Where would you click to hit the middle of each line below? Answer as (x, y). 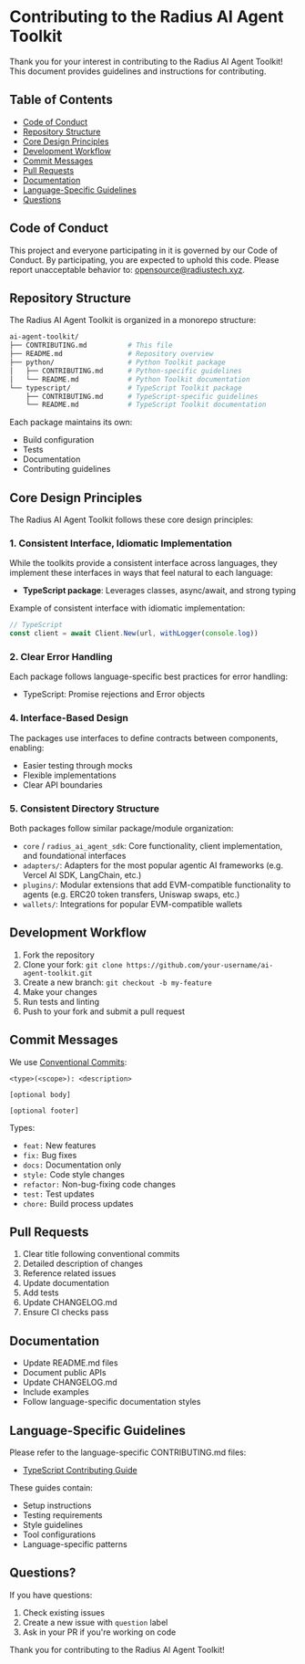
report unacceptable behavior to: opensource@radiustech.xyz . (127, 269)
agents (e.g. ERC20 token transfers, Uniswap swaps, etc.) (131, 895)
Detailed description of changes (83, 1264)
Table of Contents (61, 100)
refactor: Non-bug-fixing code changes (99, 1184)
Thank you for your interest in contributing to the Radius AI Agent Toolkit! (147, 61)
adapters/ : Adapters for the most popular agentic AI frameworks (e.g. (153, 865)
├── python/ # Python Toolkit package (117, 362)
